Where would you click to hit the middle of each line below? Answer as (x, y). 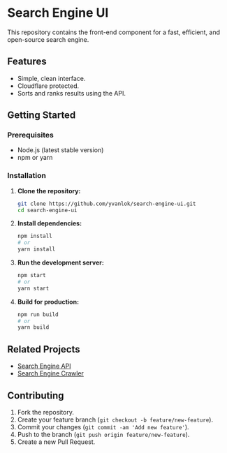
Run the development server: (61, 262)
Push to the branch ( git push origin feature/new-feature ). (103, 434)
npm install (35, 236)
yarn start (33, 288)
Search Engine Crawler (50, 373)
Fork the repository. (46, 412)
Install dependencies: (50, 223)
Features (27, 62)
